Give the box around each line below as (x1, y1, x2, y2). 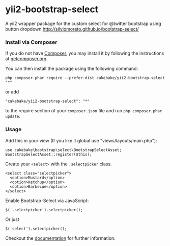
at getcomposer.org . (5, 56, 48, 62)
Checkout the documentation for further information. (5, 235, 116, 241)
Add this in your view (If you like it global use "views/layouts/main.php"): (5, 137, 157, 143)
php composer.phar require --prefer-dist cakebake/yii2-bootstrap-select (5, 76, 165, 81)
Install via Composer (5, 38, 58, 45)
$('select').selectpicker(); (5, 226, 67, 231)
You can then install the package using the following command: (5, 65, 138, 72)
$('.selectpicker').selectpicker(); (5, 207, 83, 212)
